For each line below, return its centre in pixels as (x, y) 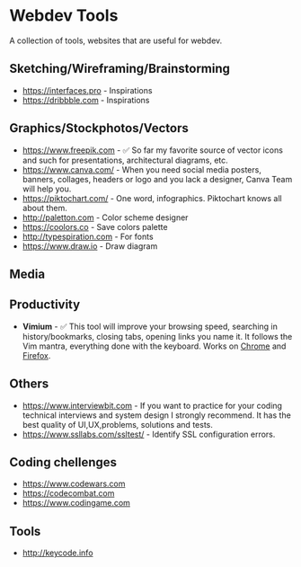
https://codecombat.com (68, 493)
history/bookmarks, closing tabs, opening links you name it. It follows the (157, 336)
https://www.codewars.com (74, 484)
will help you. (47, 189)
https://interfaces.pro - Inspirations (87, 90)
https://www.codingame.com (76, 503)
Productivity (45, 305)
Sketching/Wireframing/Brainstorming (120, 69)
